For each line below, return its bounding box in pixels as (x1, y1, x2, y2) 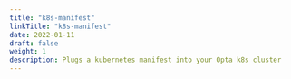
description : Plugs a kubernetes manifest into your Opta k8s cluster (9, 55, 282, 64)
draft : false (9, 38, 59, 48)
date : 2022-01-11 (9, 30, 75, 39)
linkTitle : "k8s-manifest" (9, 22, 112, 31)
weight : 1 (9, 47, 47, 56)
